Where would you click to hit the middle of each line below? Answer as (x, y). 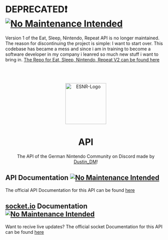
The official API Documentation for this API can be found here (70, 190)
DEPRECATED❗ (37, 9)
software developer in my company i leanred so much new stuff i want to (82, 54)
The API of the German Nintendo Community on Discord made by (86, 156)
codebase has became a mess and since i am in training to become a (78, 49)
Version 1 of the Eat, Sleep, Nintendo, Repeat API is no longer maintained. (82, 38)
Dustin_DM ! (86, 162)
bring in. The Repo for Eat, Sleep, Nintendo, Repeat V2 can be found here (82, 59)
